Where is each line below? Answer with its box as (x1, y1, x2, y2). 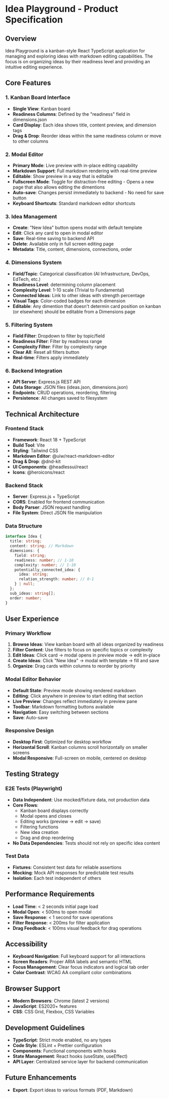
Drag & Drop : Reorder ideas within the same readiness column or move (12, 133, 161, 139)
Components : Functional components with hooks (12, 1048, 117, 1054)
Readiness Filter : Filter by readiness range (12, 338, 103, 344)
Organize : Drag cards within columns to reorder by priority (12, 663, 136, 669)
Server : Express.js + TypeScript (12, 493, 80, 500)
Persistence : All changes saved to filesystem (12, 395, 108, 401)
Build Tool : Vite (12, 442, 45, 448)
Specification (5, 14, 63, 25)
